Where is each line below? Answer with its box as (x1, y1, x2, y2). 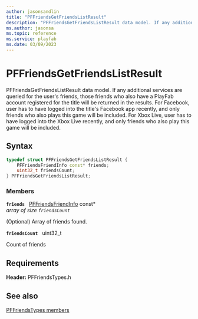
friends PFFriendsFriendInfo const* (6, 200, 96, 208)
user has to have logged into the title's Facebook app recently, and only (6, 105, 180, 112)
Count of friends (6, 241, 46, 248)
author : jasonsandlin (6, 8, 60, 15)
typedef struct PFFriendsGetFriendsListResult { (6, 157, 128, 163)
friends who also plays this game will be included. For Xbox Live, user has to (6, 111, 192, 119)
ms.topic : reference (6, 31, 57, 37)
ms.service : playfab (6, 36, 57, 42)
